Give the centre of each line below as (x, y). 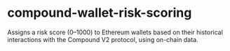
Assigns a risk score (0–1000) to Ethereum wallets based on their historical (115, 32)
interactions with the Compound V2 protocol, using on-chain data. (103, 39)
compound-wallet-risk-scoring (100, 13)
